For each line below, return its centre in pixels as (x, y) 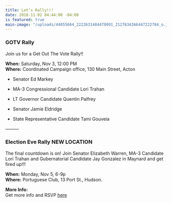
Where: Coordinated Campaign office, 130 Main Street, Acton (70, 69)
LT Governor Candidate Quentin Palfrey (54, 99)
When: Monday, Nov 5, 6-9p (36, 174)
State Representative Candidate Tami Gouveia (61, 119)
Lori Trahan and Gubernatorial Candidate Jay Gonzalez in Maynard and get (84, 159)
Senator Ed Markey (33, 79)
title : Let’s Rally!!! (29, 10)
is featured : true (25, 20)
